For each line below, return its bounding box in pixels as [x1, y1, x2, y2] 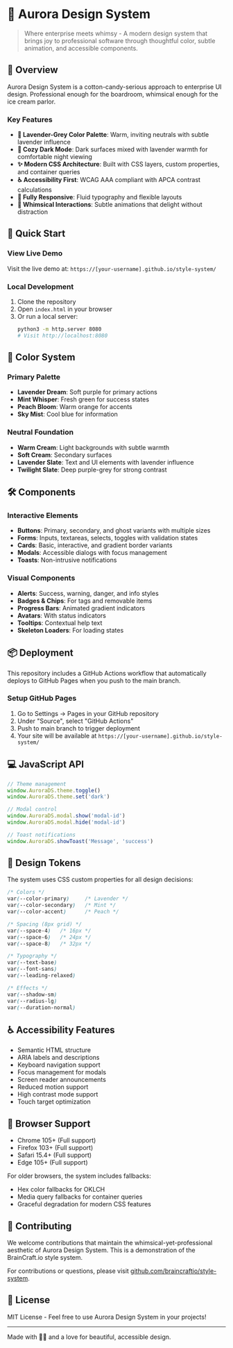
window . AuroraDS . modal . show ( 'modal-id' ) [7, 813, 126, 819]
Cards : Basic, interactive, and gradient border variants [17, 541, 173, 549]
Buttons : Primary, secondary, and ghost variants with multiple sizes [17, 526, 211, 535]
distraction [17, 208, 49, 216]
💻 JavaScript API [7, 758, 85, 770]
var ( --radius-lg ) [7, 997, 58, 1004]
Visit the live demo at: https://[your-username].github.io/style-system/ [7, 264, 216, 273]
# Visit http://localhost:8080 [17, 332, 108, 339]
